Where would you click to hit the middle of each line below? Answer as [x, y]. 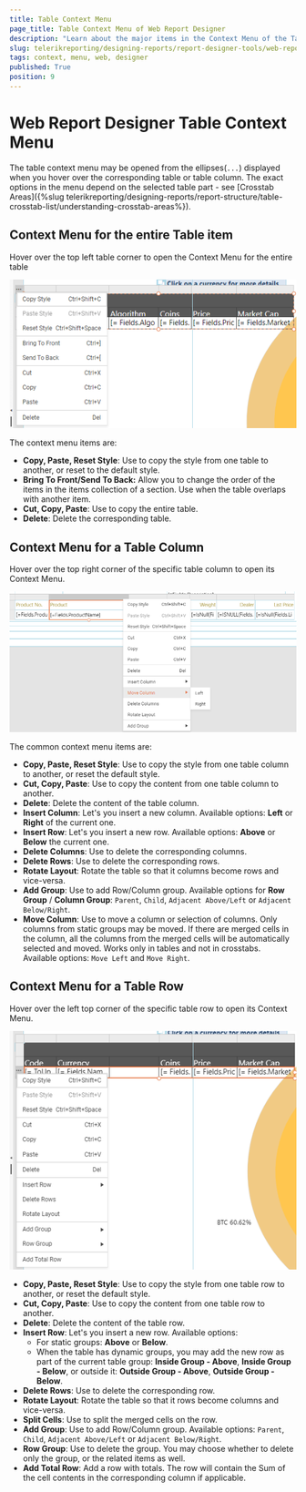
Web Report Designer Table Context [148, 123]
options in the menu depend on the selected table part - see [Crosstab [142, 187]
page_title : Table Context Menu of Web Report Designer [117, 29]
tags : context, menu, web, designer [79, 58]
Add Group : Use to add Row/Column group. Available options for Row [153, 890]
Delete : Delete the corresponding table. [97, 518]
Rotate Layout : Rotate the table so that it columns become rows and [151, 871]
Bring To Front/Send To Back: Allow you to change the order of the [149, 480]
